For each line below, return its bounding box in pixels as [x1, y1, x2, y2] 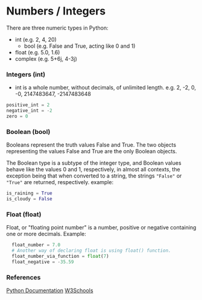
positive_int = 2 [6, 102, 50, 108]
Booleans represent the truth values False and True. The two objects [6, 141, 177, 148]
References [6, 273, 41, 281]
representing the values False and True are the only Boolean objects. [6, 148, 177, 155]
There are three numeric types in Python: [6, 24, 109, 31]
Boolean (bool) [6, 127, 51, 136]
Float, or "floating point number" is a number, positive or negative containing [6, 224, 197, 231]
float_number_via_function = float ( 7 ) [11, 253, 110, 259]
